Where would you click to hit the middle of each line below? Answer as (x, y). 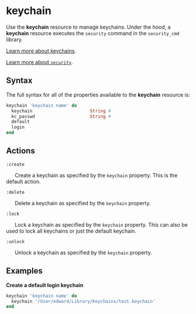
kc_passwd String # (61, 116)
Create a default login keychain (45, 285)
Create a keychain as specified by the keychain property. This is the (96, 175)
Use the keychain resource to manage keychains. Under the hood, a (88, 27)
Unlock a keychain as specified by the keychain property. (83, 252)
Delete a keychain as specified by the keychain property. (82, 203)
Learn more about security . (39, 62)
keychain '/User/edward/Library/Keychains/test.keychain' (84, 301)
